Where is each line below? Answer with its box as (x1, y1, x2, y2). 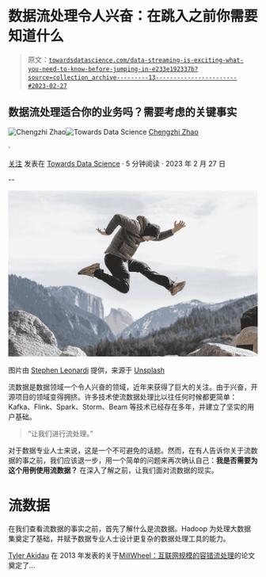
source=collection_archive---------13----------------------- (27, 73, 237, 82)
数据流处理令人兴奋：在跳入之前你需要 (8, 7, 259, 25)
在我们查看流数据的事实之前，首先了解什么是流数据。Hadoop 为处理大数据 (8, 524, 252, 533)
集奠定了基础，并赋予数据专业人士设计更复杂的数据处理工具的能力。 (8, 534, 230, 544)
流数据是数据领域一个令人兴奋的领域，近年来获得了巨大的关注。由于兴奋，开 (8, 382, 258, 392)
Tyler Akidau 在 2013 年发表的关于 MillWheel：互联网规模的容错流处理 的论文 (8, 551, 256, 560)
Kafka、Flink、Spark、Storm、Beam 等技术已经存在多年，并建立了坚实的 (8, 402, 248, 412)
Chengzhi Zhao (148, 127, 199, 136)
